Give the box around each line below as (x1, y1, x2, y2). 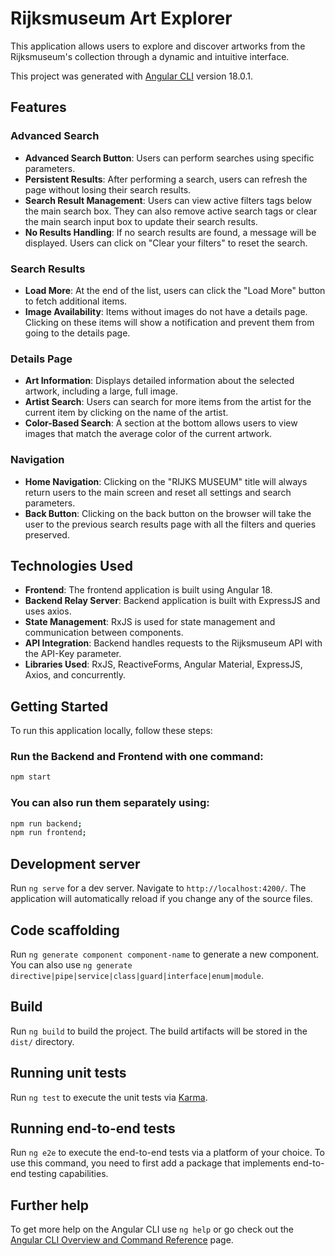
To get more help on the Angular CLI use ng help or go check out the (10, 1223, 294, 1236)
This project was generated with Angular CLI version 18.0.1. (10, 70, 254, 82)
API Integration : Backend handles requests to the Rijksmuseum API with (24, 637, 323, 649)
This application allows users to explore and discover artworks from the (10, 40, 306, 52)
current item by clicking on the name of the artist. (24, 407, 229, 419)
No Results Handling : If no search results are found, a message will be (24, 226, 317, 238)
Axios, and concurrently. (24, 669, 127, 681)
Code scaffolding (10, 922, 120, 939)
